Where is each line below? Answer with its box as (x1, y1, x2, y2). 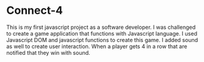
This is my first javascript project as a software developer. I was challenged (6, 23, 196, 31)
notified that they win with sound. (6, 49, 90, 56)
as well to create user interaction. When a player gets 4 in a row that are (6, 43, 188, 50)
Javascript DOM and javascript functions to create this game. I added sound (6, 36, 199, 43)
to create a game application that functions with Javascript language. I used (6, 29, 197, 37)
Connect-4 (6, 4, 63, 17)
